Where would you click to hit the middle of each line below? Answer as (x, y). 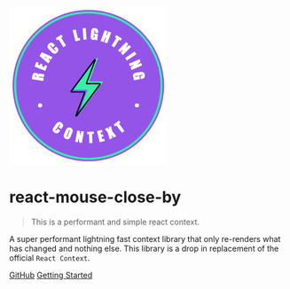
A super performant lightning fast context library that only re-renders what (145, 238)
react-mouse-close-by (95, 197)
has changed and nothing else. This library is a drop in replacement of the (144, 248)
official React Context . (50, 258)
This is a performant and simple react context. (115, 222)
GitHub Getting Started (51, 275)
